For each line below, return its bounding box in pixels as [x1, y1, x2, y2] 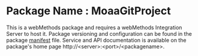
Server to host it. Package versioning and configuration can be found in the [6, 30, 192, 37]
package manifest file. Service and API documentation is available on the [6, 36, 187, 43]
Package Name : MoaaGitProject [6, 4, 171, 18]
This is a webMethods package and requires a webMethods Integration [6, 24, 182, 31]
